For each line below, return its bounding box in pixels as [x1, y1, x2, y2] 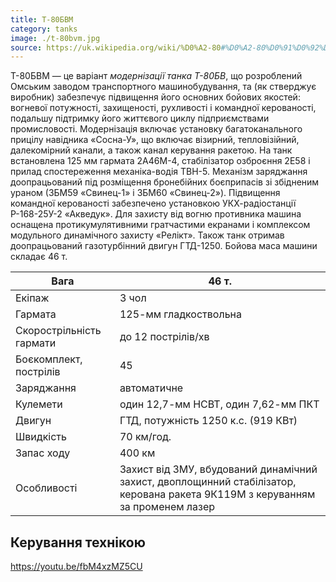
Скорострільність [15, 324, 102, 338]
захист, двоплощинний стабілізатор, [119, 475, 297, 489]
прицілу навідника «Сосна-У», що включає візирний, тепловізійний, [10, 134, 300, 146]
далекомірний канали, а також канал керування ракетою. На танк [10, 144, 293, 156]
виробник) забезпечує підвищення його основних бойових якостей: [10, 91, 301, 103]
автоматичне [119, 381, 184, 395]
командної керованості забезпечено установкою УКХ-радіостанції [10, 197, 297, 210]
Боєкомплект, [15, 352, 83, 366]
